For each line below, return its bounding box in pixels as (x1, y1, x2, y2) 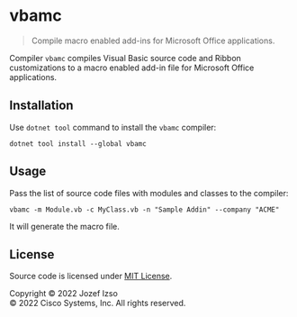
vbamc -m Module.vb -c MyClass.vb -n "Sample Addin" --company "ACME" (9, 204, 280, 214)
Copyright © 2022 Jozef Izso (9, 288, 119, 299)
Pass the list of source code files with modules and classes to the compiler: (9, 187, 289, 198)
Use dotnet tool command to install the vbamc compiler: (9, 122, 217, 132)
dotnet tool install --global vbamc (9, 139, 147, 149)
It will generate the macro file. (9, 221, 120, 231)
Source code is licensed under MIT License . (9, 271, 173, 282)
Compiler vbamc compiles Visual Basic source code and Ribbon (9, 52, 241, 63)
